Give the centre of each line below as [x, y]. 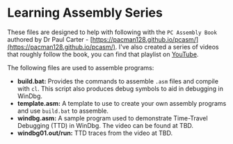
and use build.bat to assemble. [63, 111]
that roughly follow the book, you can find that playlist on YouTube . [103, 54]
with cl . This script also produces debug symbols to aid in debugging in [120, 88]
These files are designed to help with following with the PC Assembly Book [112, 32]
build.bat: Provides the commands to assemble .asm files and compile [118, 81]
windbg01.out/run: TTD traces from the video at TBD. [95, 133]
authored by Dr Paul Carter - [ [50, 39]
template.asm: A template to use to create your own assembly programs [122, 103]
